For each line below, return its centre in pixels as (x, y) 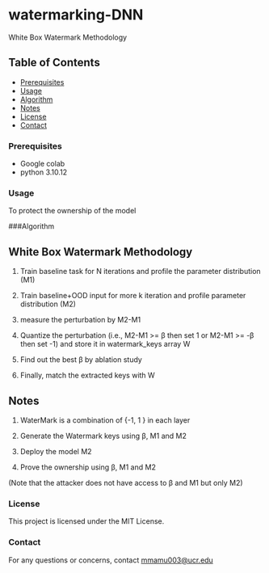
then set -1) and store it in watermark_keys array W (105, 344)
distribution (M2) (48, 304)
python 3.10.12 (44, 172)
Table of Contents (55, 63)
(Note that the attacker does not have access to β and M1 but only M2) (126, 482)
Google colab (42, 164)
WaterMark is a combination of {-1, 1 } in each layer (105, 420)
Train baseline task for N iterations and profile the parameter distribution (140, 272)
